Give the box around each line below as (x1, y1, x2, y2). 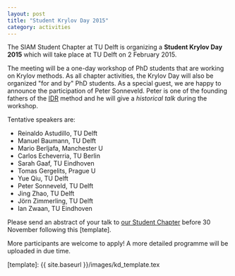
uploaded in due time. (7, 247, 71, 255)
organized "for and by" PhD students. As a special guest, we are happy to (7, 79, 222, 88)
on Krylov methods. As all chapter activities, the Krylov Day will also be (7, 71, 214, 80)
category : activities (7, 23, 71, 30)
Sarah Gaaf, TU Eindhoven (17, 159, 95, 168)
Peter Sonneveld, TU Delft (17, 182, 94, 190)
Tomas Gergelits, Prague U (17, 167, 97, 176)
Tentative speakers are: (7, 115, 76, 124)
